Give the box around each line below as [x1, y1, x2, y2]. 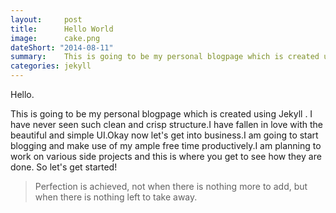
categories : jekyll [10, 61, 92, 71]
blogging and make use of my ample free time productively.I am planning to [10, 140, 322, 151]
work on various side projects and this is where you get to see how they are [10, 151, 322, 162]
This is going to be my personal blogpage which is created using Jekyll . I [10, 108, 313, 120]
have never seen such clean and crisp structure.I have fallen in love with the [10, 119, 324, 130]
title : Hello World [10, 24, 114, 34]
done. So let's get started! [10, 161, 118, 173]
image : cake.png [10, 33, 101, 43]
